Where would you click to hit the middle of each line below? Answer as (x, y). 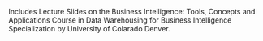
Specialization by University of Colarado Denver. (89, 29)
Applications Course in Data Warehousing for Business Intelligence (120, 20)
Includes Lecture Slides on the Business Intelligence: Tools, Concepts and (132, 12)
